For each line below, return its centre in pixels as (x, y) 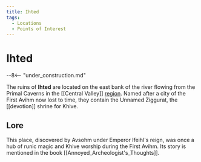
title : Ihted (23, 12)
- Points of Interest (39, 29)
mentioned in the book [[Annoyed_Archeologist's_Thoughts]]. (83, 153)
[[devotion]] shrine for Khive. (42, 106)
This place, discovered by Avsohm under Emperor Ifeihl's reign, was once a (100, 140)
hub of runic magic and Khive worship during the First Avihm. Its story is (96, 146)
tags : (13, 18)
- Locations (27, 23)
